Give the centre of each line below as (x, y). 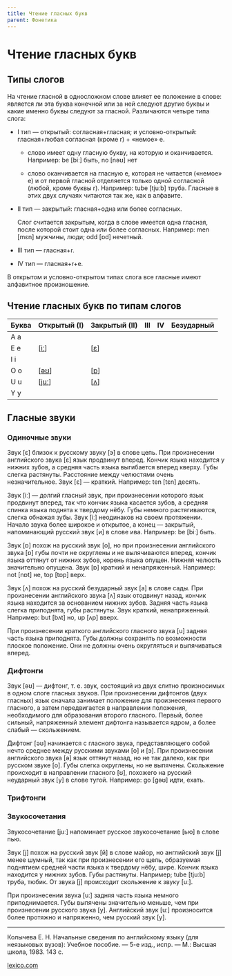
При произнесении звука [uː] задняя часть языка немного (93, 895)
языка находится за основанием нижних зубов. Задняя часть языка (108, 603)
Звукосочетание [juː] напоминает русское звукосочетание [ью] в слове (113, 832)
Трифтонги (27, 798)
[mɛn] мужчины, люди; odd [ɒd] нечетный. (80, 236)
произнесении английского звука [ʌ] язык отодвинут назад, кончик (107, 595)
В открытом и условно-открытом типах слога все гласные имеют (104, 276)
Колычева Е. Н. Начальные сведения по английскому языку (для (103, 937)
